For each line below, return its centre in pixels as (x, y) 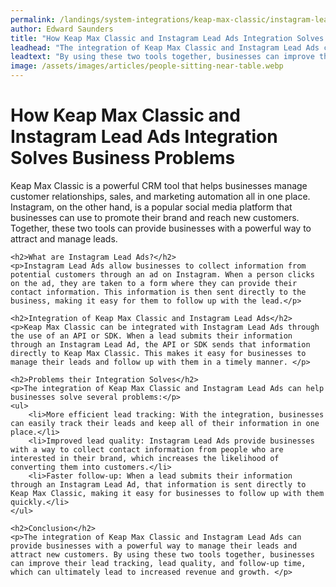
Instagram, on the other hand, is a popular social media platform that (151, 207)
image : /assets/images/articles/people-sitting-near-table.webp (147, 66)
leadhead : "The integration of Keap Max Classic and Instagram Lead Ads (165, 47)
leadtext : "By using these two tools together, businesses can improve (162, 57)
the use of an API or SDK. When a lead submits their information (151, 336)
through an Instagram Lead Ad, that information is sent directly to (158, 484)
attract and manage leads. (64, 238)
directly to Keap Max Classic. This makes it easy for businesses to (158, 353)
